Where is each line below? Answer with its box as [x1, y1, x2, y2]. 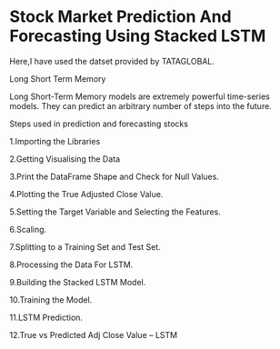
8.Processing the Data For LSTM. [9, 259, 134, 270]
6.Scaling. [9, 224, 47, 234]
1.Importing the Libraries [9, 135, 101, 146]
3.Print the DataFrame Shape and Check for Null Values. [9, 171, 220, 182]
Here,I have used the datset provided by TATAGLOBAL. [9, 55, 215, 66]
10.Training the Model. [9, 294, 93, 305]
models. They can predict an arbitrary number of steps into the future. [9, 100, 273, 111]
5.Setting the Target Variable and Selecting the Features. [9, 206, 221, 217]
